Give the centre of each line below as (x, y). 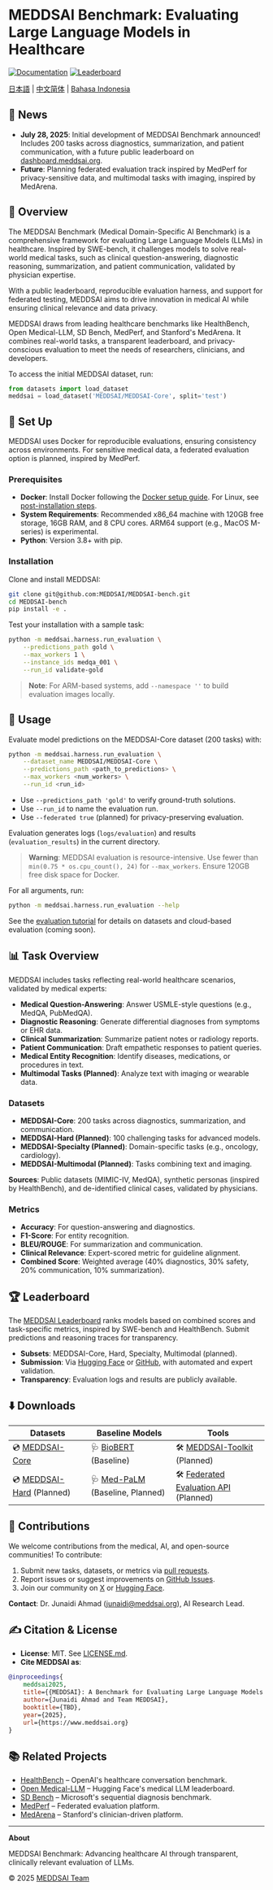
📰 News (28, 115)
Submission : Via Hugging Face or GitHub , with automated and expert (136, 1362)
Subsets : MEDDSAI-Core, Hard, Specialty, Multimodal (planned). (129, 1353)
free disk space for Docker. (74, 874)
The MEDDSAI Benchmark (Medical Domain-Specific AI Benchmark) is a (129, 231)
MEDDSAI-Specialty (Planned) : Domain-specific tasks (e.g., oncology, (139, 1146)
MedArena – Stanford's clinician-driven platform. (102, 1814)
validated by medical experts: (58, 988)
